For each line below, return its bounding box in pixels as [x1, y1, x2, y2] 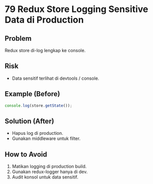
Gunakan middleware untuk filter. [12, 135, 81, 141]
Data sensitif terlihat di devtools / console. [12, 75, 99, 81]
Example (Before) [5, 90, 61, 98]
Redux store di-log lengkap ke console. [5, 48, 86, 53]
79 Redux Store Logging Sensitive [5, 4, 148, 15]
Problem [5, 34, 32, 43]
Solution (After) [5, 117, 55, 125]
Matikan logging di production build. [12, 163, 87, 169]
